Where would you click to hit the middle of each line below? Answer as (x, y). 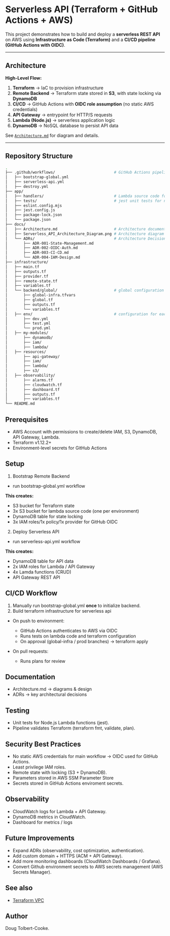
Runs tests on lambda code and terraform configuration (78, 636)
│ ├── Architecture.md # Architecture (75, 229)
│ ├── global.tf (29, 300)
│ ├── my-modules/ (27, 333)
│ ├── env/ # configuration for (81, 314)
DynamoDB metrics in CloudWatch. (49, 817)
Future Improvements (40, 838)
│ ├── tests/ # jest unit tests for (83, 201)
